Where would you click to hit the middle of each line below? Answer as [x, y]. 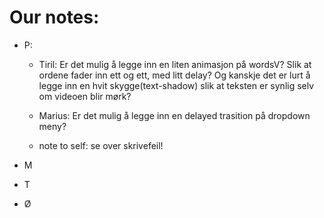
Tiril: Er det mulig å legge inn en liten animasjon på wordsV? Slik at [175, 64]
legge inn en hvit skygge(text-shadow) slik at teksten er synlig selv [176, 85]
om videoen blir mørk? [85, 96]
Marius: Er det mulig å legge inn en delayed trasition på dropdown [174, 115]
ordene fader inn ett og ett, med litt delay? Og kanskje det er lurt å [174, 75]
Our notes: [54, 17]
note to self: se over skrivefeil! [101, 145]
